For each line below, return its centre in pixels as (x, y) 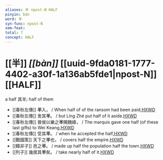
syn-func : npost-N (24, 24)
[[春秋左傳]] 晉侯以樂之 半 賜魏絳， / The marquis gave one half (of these (85, 122)
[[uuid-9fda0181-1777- (108, 64)
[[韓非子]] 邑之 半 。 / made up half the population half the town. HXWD (83, 146)
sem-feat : (15, 28)
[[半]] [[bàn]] (32, 64)
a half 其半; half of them (29, 99)
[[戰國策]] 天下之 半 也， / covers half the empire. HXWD (68, 140)
